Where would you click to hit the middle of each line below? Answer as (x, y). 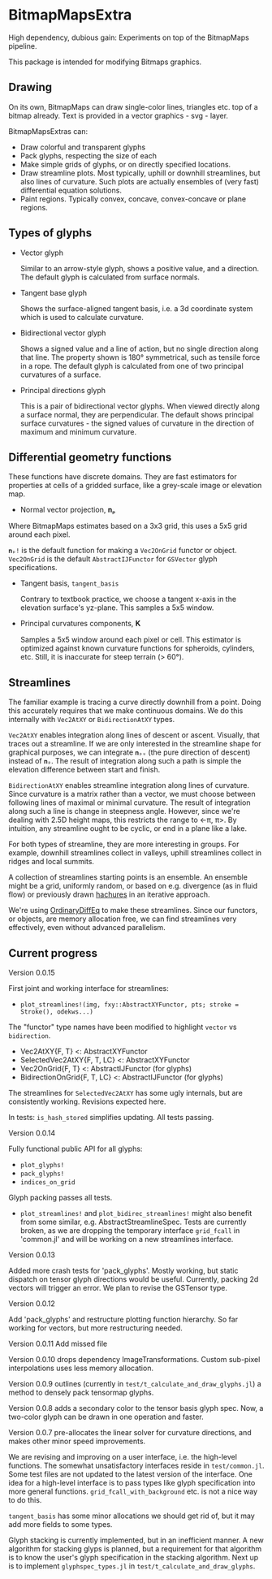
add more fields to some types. (60, 1524)
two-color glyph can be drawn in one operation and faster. (106, 1417)
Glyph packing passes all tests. (60, 1197)
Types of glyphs (50, 233)
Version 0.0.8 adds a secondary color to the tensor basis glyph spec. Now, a (136, 1408)
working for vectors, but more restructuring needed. (95, 1328)
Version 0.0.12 (32, 1304)
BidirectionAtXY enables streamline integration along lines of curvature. (129, 785)
